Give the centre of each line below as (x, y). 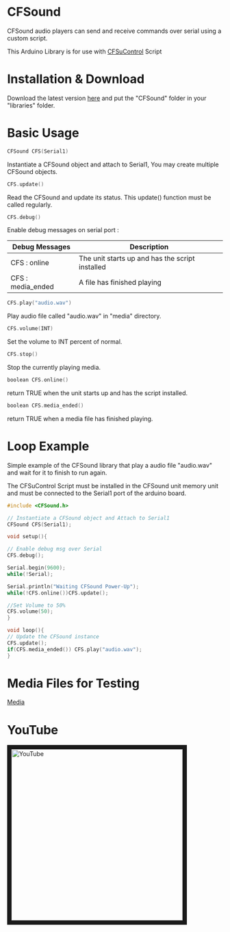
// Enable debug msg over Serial (55, 549)
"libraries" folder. (31, 105)
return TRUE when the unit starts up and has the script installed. (98, 393)
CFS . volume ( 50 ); (30, 612)
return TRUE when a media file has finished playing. (80, 418)
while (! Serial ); (30, 574)
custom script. (27, 38)
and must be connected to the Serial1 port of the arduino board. (97, 493)
